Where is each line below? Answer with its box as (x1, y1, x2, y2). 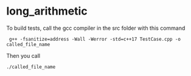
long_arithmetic (6, 4, 88, 18)
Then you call (6, 52, 41, 59)
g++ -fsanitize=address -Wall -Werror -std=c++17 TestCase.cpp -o (9, 36, 181, 42)
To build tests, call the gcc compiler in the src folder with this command (6, 24, 186, 32)
